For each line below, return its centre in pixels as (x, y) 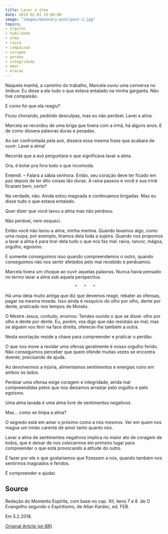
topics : (13, 24)
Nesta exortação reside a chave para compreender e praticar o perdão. (79, 337)
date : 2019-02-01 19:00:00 (33, 15)
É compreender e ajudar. (31, 473)
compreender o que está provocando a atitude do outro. (63, 448)
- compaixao (18, 47)
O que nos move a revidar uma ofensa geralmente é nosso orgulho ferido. (82, 346)
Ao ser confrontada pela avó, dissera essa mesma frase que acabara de (80, 140)
